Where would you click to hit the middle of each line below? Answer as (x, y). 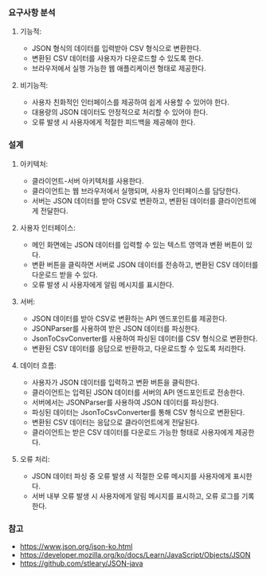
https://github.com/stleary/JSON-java (81, 563)
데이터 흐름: (38, 365)
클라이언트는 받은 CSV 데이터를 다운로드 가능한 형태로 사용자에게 (132, 432)
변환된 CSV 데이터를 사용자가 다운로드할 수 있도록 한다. (117, 58)
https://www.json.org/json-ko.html (76, 546)
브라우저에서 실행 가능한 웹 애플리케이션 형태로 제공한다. (119, 69)
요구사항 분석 (32, 12)
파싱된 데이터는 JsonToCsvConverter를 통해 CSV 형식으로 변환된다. (138, 412)
